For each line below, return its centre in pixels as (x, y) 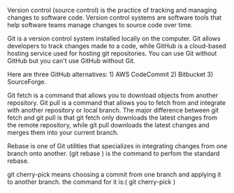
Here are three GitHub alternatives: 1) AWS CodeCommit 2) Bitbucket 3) (110, 74)
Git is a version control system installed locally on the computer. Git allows (114, 38)
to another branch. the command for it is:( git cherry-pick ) (92, 182)
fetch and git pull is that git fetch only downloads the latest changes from (112, 117)
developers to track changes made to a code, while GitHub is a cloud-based (117, 46)
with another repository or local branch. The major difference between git (113, 110)
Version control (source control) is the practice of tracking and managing (112, 10)
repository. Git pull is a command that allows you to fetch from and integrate (116, 103)
